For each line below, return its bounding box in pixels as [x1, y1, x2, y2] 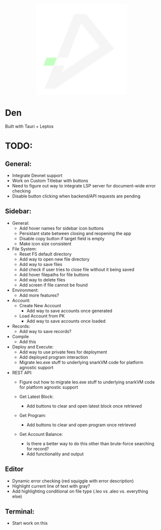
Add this [19, 339, 36, 345]
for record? [26, 446, 49, 451]
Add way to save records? [19, 328, 72, 334]
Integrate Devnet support [12, 172, 63, 178]
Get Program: [19, 412, 47, 418]
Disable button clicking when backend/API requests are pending [12, 193, 141, 199]
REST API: [12, 369, 32, 375]
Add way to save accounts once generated [26, 308, 113, 314]
